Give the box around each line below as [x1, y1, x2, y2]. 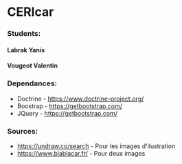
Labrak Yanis [7, 45, 45, 54]
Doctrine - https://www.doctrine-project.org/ [16, 94, 144, 103]
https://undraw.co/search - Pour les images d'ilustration [16, 142, 176, 150]
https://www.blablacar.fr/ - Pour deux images [16, 149, 146, 157]
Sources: [7, 126, 38, 136]
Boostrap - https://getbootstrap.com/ [16, 101, 122, 110]
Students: [7, 29, 41, 39]
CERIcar [7, 4, 54, 20]
